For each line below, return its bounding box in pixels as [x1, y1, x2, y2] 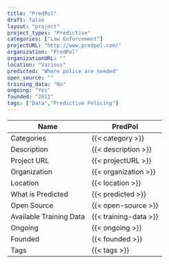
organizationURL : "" [7, 55, 67, 62]
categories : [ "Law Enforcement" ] [7, 36, 103, 43]
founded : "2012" [7, 94, 54, 101]
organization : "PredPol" [7, 49, 79, 56]
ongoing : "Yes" [7, 87, 51, 94]
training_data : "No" [7, 81, 67, 88]
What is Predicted [10, 189, 68, 199]
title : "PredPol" [7, 10, 57, 17]
